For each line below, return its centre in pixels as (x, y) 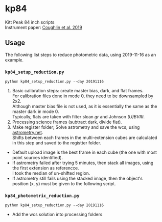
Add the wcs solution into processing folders (57, 215)
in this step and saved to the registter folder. (57, 143)
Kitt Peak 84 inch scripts (30, 22)
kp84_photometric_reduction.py (42, 195)
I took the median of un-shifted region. (51, 173)
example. (14, 60)
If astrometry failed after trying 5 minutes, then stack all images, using (83, 163)
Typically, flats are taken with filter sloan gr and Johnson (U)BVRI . (78, 117)
